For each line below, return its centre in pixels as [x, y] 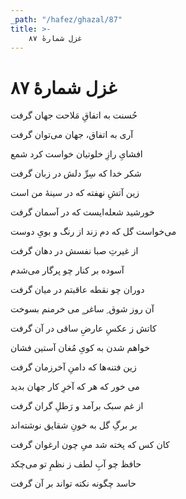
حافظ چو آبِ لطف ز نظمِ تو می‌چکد [76, 464]
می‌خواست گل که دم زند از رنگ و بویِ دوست [93, 232]
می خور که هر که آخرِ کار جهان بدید [75, 387]
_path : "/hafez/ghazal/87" [66, 19]
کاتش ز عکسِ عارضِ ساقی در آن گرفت [83, 328]
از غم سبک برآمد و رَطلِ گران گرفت [77, 406]
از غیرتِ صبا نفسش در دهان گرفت [74, 251]
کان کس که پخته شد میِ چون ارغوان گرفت [90, 445]
